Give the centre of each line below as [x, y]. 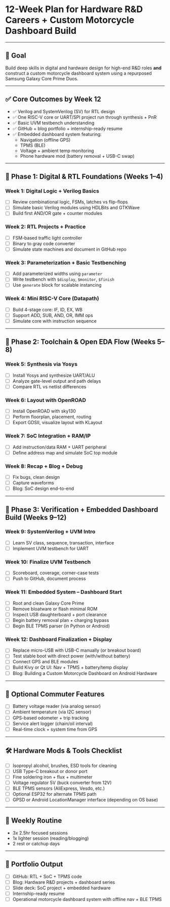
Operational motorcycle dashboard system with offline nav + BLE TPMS [87, 899]
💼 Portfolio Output [34, 864]
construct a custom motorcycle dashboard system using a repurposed [78, 73]
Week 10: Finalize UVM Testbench [48, 562]
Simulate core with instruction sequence [55, 321]
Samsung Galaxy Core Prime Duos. [42, 78]
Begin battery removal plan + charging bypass [61, 620]
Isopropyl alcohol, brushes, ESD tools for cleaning [65, 765]
